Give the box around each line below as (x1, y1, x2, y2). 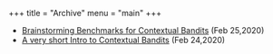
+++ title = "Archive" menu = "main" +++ (8, 8, 162, 18)
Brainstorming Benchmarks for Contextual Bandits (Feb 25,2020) (21, 25, 265, 35)
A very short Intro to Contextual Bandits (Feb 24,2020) (21, 35, 226, 45)
